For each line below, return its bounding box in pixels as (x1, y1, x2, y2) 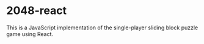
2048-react (6, 4, 67, 18)
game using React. (6, 30, 54, 37)
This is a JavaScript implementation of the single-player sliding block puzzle (6, 24, 199, 31)
